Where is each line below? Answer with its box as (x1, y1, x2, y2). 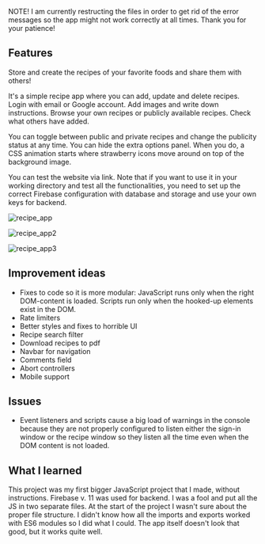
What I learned (8, 463, 82, 477)
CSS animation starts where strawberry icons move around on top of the (8, 148, 244, 158)
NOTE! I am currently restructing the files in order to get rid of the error (8, 7, 240, 16)
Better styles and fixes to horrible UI (19, 321, 138, 331)
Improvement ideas (8, 267, 106, 280)
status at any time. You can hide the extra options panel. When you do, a (8, 140, 245, 150)
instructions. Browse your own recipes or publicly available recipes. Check (8, 108, 252, 117)
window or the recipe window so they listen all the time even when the (19, 432, 249, 442)
